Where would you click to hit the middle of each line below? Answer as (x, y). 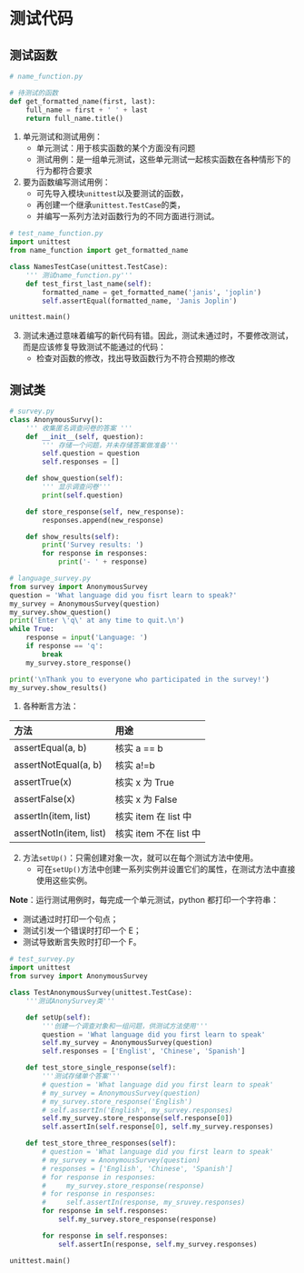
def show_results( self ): (73, 536)
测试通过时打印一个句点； (70, 919)
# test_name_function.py (56, 234)
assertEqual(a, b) (51, 748)
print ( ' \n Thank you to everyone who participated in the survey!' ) (140, 679)
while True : (32, 629)
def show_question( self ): (75, 478)
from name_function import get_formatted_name (99, 251)
